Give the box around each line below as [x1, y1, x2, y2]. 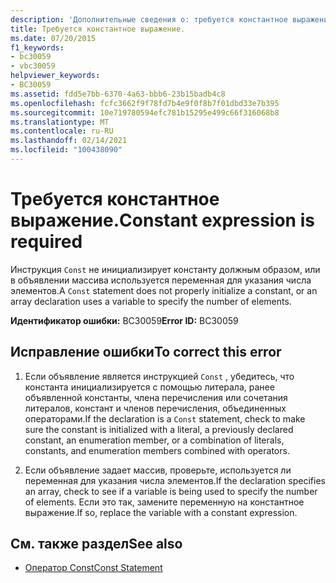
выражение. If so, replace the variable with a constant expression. [24, 506, 298, 518]
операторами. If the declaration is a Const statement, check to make [24, 412, 306, 425]
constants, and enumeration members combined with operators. [24, 444, 290, 456]
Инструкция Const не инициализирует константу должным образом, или [10, 263, 321, 275]
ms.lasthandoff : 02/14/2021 [10, 136, 128, 146]
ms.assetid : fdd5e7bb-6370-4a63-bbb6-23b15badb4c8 [10, 89, 226, 99]
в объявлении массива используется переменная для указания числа [10, 274, 312, 286]
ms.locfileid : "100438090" [10, 145, 123, 155]
